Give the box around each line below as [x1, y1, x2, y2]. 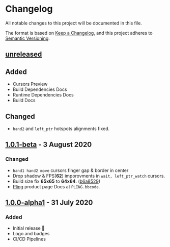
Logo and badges [12, 231, 50, 237]
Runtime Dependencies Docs [12, 92, 74, 98]
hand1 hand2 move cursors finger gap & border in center [12, 167, 129, 174]
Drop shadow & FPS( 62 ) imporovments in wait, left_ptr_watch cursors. [12, 172, 165, 179]
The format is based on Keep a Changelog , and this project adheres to [5, 30, 153, 36]
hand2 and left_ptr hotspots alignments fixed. [12, 126, 110, 132]
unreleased [5, 50, 42, 59]
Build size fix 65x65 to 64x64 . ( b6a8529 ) [12, 178, 101, 184]
